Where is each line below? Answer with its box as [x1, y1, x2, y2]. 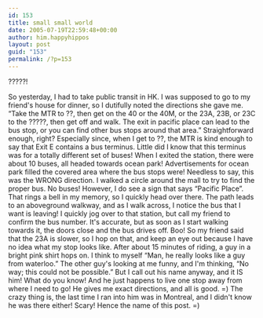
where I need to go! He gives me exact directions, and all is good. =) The [8, 283, 243, 293]
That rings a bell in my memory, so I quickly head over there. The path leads [8, 192, 254, 201]
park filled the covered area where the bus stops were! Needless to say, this [8, 166, 254, 177]
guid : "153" [8, 48, 47, 56]
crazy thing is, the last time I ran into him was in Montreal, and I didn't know [8, 292, 253, 302]
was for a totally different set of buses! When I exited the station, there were [8, 150, 254, 159]
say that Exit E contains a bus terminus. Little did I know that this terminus [8, 142, 247, 152]
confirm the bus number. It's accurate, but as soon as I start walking [8, 217, 229, 226]
